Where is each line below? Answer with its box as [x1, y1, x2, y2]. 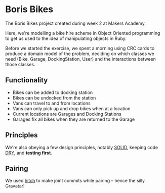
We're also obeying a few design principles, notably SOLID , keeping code [5, 144, 158, 150]
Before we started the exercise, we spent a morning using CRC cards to [5, 45, 155, 51]
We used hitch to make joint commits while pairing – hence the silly [5, 178, 145, 184]
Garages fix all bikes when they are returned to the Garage [12, 116, 135, 122]
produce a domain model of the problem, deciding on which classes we [5, 51, 154, 57]
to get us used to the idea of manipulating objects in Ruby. [5, 35, 127, 41]
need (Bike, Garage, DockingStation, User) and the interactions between [5, 56, 156, 62]
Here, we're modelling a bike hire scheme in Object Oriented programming [5, 30, 160, 36]
